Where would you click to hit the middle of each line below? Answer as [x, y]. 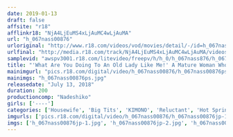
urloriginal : [26, 46]
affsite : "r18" [29, 26]
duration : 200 [28, 91]
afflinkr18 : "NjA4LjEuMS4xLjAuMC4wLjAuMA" [69, 33]
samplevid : [23, 59]
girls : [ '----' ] [31, 104]
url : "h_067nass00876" [40, 39]
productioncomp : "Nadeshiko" [49, 98]
